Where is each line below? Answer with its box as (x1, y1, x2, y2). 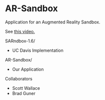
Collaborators (5, 76, 33, 81)
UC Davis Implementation (12, 47, 63, 53)
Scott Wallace (12, 85, 41, 91)
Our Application (12, 66, 44, 72)
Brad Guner (12, 90, 36, 96)
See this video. (5, 28, 35, 34)
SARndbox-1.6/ (5, 38, 36, 44)
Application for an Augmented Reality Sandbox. (5, 19, 101, 25)
